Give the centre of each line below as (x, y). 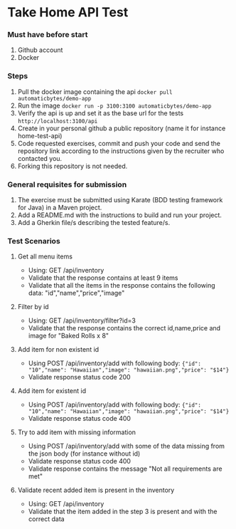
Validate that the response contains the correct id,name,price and (124, 328)
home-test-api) (40, 135)
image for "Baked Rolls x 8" (68, 336)
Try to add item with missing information (77, 432)
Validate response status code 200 (79, 377)
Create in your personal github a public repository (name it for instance (122, 128)
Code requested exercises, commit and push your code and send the (119, 143)
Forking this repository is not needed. (73, 166)
